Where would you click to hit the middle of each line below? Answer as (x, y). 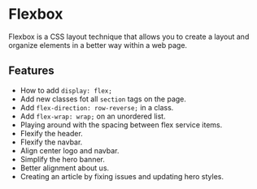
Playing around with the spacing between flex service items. (121, 125)
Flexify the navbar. (51, 142)
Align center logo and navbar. (70, 150)
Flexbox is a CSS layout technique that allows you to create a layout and (129, 37)
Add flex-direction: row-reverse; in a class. (97, 107)
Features (31, 71)
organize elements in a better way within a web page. (98, 45)
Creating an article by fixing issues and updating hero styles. (122, 176)
